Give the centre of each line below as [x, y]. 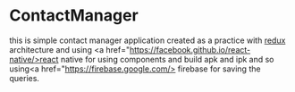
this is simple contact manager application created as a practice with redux [147, 40]
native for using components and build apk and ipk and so [167, 59]
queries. [25, 78]
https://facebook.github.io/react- [190, 49]
